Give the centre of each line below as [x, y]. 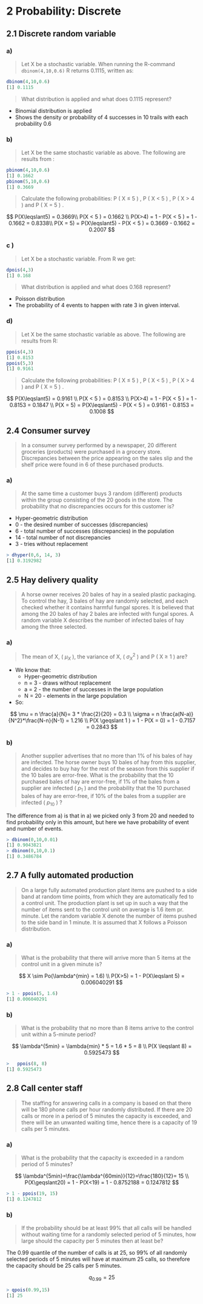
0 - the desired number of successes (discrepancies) [82, 525]
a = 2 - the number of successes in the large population [94, 689]
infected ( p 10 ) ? [42, 803]
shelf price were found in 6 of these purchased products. [92, 465]
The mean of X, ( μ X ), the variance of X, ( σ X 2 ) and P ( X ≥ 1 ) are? [104, 657]
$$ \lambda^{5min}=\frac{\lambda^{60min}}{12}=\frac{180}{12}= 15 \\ [102, 1176]
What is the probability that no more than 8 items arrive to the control [107, 1028]
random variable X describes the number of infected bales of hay [102, 620]
